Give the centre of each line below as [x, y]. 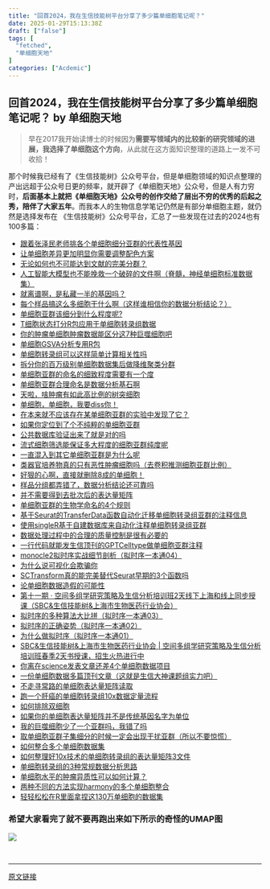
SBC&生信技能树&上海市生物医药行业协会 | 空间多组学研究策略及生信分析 [140, 645]
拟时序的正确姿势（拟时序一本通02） [81, 625]
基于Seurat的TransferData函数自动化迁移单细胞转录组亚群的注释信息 [133, 515]
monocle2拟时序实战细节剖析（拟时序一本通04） [101, 555]
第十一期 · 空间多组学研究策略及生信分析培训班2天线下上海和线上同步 [134, 595]
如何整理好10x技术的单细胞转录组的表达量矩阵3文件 [105, 756]
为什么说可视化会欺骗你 [59, 565]
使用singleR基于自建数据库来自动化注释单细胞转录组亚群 [113, 525]
